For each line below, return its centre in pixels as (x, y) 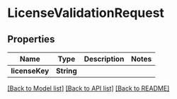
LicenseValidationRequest (86, 13)
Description (104, 59)
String (67, 71)
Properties (31, 39)
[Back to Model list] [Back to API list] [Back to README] (88, 88)
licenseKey (30, 71)
